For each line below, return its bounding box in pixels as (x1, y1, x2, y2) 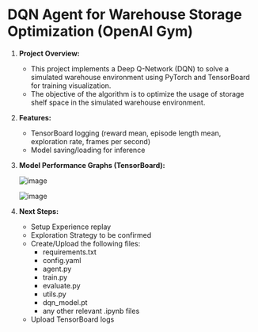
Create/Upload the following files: (30, 239, 141, 248)
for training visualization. (30, 81, 112, 90)
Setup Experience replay (30, 222, 112, 231)
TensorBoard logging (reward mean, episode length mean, (30, 128, 222, 138)
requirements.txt (42, 247, 97, 257)
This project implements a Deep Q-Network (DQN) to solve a (30, 63, 230, 73)
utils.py (42, 289, 66, 299)
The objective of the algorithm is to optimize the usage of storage (30, 89, 245, 98)
